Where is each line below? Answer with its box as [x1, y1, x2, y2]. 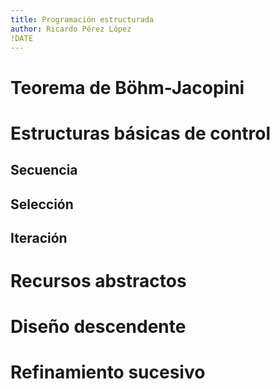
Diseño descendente [10, 316, 187, 338]
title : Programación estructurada [10, 14, 155, 25]
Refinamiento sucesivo [10, 361, 206, 384]
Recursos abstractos [10, 270, 187, 293]
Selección [10, 196, 74, 213]
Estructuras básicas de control [10, 122, 272, 145]
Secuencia [10, 162, 78, 179]
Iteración [10, 229, 68, 246]
